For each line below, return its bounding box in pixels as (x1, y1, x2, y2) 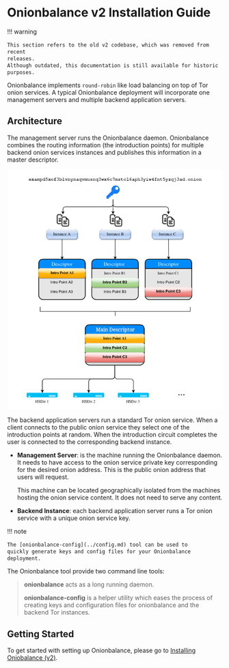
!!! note (7, 528, 27, 536)
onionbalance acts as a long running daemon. (23, 580, 154, 589)
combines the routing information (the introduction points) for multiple (7, 140, 204, 149)
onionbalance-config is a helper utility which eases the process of (23, 594, 213, 602)
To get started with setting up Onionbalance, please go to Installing (7, 646, 196, 655)
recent (7, 48, 26, 55)
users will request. (16, 473, 70, 481)
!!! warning (7, 27, 38, 36)
